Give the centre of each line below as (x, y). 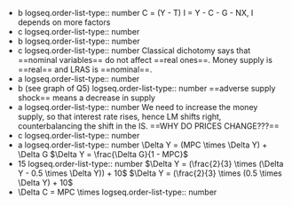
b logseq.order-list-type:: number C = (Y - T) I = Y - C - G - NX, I (135, 13)
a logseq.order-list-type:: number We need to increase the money (138, 107)
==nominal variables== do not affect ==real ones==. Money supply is (145, 60)
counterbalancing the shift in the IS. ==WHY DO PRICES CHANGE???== (148, 126)
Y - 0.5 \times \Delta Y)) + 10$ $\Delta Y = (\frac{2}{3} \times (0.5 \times (150, 173)
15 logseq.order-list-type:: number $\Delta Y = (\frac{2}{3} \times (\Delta (150, 164)
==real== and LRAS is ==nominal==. (85, 69)
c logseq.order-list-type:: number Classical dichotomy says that (134, 51)
